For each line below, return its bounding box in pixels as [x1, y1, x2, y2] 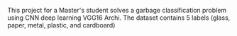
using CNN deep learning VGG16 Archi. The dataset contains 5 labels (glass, [7, 13, 231, 22]
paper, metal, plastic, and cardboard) [7, 21, 116, 29]
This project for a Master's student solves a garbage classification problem [7, 6, 227, 14]
